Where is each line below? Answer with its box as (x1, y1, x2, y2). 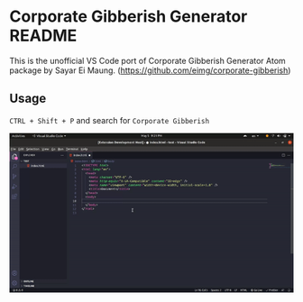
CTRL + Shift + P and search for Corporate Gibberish (9, 114, 210, 125)
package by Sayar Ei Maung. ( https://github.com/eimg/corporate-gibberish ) (9, 65, 291, 76)
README (9, 25, 78, 46)
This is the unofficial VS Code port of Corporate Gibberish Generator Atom (9, 55, 286, 66)
